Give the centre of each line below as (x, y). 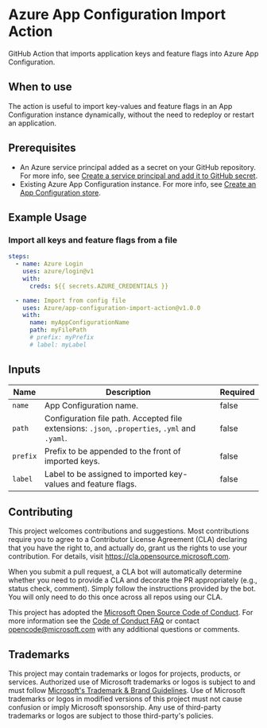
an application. (33, 123)
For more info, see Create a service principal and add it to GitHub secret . (139, 176)
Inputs (25, 370)
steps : (19, 257)
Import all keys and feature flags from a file (93, 240)
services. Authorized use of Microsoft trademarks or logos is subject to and (132, 682)
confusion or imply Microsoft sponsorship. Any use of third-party (115, 707)
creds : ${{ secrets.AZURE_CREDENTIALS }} (99, 286)
